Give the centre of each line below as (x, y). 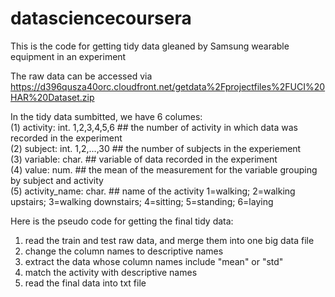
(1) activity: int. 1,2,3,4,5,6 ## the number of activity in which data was (154, 127)
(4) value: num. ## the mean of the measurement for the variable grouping (164, 169)
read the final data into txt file (85, 283)
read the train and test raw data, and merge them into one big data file (169, 240)
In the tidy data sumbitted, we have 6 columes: (106, 116)
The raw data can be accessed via (81, 76)
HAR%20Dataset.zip (52, 97)
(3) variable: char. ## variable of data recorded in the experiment (144, 159)
